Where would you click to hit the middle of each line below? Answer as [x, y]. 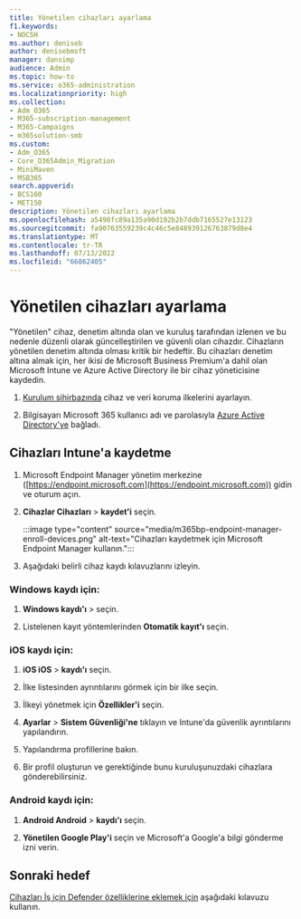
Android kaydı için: [52, 800]
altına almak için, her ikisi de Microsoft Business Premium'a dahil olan [139, 360]
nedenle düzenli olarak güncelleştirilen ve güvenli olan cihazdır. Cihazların [147, 341]
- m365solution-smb [46, 136]
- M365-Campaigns [42, 128]
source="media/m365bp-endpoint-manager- [198, 529]
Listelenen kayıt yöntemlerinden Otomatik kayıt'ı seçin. [125, 627]
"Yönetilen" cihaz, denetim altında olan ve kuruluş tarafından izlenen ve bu [148, 331]
